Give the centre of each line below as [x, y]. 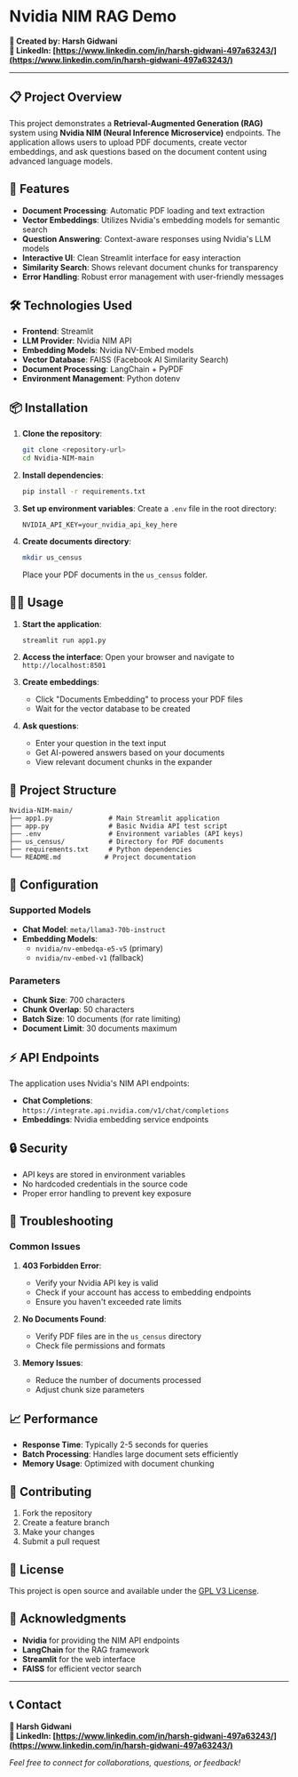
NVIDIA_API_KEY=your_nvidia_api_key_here [99, 525]
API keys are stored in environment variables [104, 1174]
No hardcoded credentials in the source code [105, 1184]
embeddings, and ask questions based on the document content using [138, 151]
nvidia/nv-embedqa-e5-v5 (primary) [99, 948]
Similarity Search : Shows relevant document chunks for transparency [150, 267]
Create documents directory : [76, 541]
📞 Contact [35, 1705]
